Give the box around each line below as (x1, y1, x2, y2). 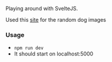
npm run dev (14, 45, 44, 51)
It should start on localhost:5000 (14, 50, 94, 57)
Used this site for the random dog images (5, 16, 107, 23)
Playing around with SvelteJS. (5, 5, 78, 12)
